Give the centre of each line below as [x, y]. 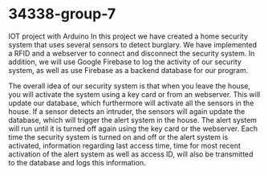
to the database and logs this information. [77, 162]
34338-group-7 [62, 14]
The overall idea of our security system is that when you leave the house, [130, 86]
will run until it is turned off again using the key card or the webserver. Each [133, 128]
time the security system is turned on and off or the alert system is [118, 136]
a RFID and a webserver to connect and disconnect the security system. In [132, 53]
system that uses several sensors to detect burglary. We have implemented [133, 44]
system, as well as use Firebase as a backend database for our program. [128, 70]
